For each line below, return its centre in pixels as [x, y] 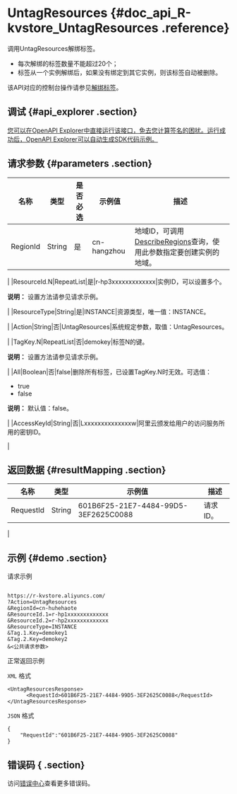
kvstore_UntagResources [83, 28]
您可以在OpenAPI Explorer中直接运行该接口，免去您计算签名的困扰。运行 [114, 130]
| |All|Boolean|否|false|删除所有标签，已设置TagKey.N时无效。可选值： [109, 372]
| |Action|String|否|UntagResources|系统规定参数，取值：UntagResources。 [118, 326]
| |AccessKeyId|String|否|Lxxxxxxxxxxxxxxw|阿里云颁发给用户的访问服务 [113, 423]
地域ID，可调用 [159, 231]
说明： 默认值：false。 [40, 408]
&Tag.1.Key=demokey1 [38, 633]
